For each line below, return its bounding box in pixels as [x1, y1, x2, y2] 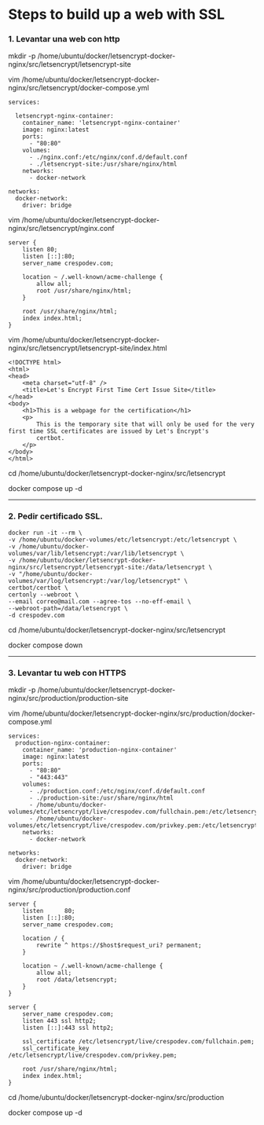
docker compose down [8, 640, 83, 650]
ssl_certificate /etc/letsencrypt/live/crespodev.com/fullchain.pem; [22, 1038, 255, 1046]
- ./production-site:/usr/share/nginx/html [28, 794, 174, 802]
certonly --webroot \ [8, 591, 79, 599]
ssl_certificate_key [22, 1045, 90, 1053]
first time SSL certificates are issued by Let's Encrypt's [8, 427, 210, 435]
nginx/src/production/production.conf [8, 885, 131, 895]
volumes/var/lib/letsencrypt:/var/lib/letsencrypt [8, 549, 178, 557]
